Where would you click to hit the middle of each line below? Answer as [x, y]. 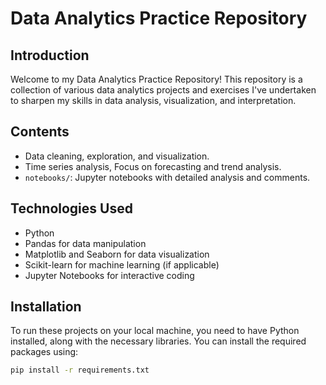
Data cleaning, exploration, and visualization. [117, 156]
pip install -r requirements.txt [80, 370]
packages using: [44, 352]
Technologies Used [71, 208]
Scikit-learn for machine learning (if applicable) [122, 264]
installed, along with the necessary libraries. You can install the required [158, 341]
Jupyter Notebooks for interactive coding [109, 275]
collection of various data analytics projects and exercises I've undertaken [163, 90]
